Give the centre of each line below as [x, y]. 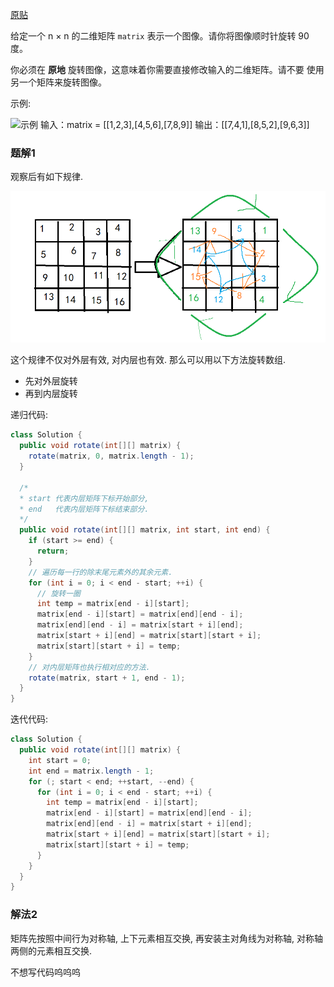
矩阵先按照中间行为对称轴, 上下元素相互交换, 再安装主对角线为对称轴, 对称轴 [166, 938]
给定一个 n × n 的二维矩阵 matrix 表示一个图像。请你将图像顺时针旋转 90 [160, 36]
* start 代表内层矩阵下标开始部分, [84, 498]
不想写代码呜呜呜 [45, 972]
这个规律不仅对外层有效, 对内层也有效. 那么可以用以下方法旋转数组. [148, 360]
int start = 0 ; [60, 760]
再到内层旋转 [51, 394]
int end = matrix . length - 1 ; [91, 771]
